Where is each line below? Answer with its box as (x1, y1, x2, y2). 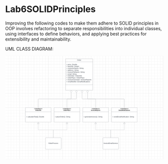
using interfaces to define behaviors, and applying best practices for (5, 31, 147, 37)
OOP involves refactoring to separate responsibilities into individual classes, (5, 25, 162, 31)
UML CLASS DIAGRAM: (5, 46, 54, 52)
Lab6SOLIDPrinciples (5, 4, 96, 15)
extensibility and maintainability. (5, 36, 72, 42)
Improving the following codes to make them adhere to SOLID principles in (5, 20, 159, 26)
